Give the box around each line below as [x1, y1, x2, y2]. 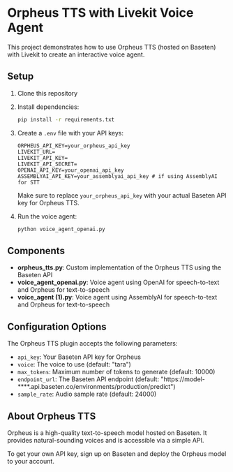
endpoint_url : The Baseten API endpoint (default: [17, 375, 159, 383]
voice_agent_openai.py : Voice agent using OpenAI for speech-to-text [17, 278, 220, 287]
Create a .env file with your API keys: [17, 128, 124, 137]
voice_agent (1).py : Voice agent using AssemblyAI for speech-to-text [17, 293, 218, 302]
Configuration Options [7, 320, 107, 332]
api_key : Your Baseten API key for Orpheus [17, 353, 142, 361]
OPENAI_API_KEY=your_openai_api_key [17, 166, 124, 174]
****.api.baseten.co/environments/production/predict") [17, 383, 176, 391]
